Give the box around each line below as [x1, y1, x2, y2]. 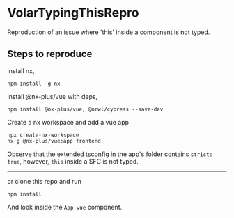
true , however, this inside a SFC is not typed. [7, 157, 139, 165]
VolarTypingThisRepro [7, 5, 139, 21]
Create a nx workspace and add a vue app [7, 118, 130, 126]
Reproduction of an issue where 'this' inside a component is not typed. [7, 28, 210, 36]
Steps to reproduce [7, 48, 93, 60]
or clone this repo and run [7, 177, 81, 185]
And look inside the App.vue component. [7, 203, 123, 211]
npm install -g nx [7, 80, 61, 87]
